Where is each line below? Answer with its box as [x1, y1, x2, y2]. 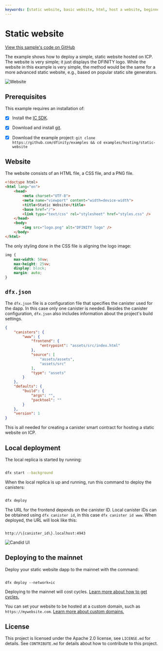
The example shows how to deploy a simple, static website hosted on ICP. [5, 54, 153, 59]
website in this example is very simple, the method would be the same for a [5, 64, 156, 70]
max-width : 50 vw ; [14, 257, 49, 262]
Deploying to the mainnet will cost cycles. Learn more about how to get [5, 589, 147, 595]
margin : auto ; [14, 271, 42, 276]
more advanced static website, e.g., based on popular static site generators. [5, 69, 158, 75]
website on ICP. [5, 429, 36, 436]
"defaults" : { [14, 384, 42, 389]
